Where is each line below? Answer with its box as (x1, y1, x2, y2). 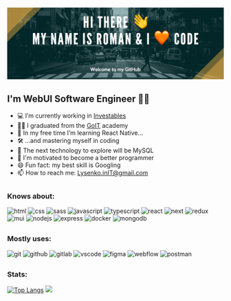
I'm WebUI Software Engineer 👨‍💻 (7, 93, 150, 104)
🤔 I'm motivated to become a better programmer (16, 154, 155, 162)
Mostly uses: (7, 234, 52, 244)
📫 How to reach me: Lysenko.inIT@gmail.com (16, 169, 148, 177)
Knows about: (7, 191, 55, 201)
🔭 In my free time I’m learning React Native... (16, 129, 144, 137)
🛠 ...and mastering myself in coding (16, 137, 120, 145)
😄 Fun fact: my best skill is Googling (16, 161, 121, 169)
